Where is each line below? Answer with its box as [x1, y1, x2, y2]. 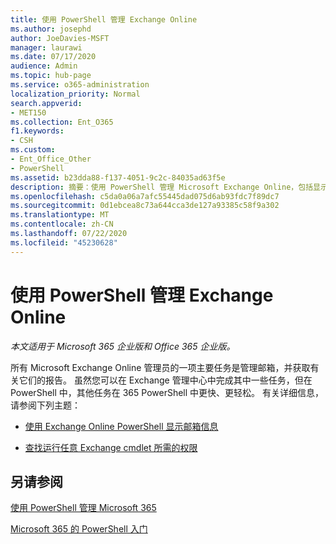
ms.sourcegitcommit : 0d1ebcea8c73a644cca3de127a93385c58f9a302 [10, 201, 280, 211]
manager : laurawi [10, 42, 83, 53]
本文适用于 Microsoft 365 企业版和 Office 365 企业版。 [10, 340, 236, 352]
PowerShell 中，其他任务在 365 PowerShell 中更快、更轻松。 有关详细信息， [10, 386, 325, 398]
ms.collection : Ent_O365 [10, 117, 114, 127]
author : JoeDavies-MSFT [10, 33, 110, 43]
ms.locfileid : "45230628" [10, 237, 118, 248]
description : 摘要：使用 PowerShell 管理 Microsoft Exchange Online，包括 [10, 182, 314, 192]
